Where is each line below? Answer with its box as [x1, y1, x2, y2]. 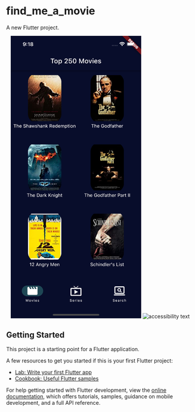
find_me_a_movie [6, 4, 95, 18]
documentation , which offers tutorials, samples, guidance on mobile [6, 393, 173, 400]
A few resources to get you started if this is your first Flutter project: [6, 357, 173, 364]
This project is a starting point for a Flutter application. [6, 346, 140, 353]
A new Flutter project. [6, 24, 60, 31]
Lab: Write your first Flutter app [14, 368, 92, 376]
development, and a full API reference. [6, 399, 101, 407]
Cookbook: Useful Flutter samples [14, 375, 99, 382]
